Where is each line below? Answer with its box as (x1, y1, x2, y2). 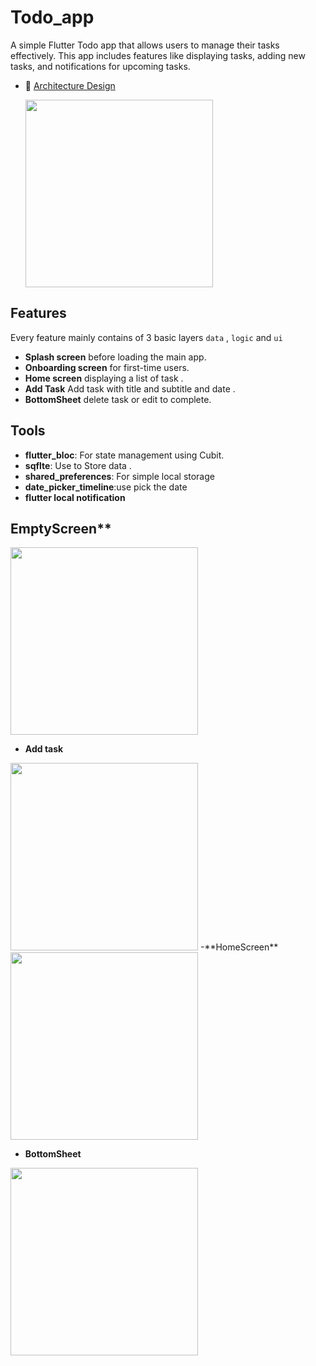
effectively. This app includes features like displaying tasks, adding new (10, 49, 306, 61)
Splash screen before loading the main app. (24, 351, 207, 363)
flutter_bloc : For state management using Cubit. (24, 449, 225, 461)
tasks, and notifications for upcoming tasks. (10, 60, 191, 72)
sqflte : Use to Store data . (24, 459, 132, 471)
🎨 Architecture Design (24, 79, 116, 91)
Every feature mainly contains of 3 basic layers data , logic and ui (10, 331, 283, 343)
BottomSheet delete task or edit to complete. (24, 393, 212, 405)
